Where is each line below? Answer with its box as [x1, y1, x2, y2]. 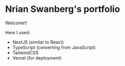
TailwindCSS [12, 50, 39, 56]
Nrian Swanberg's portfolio [5, 3, 120, 15]
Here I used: [5, 29, 30, 35]
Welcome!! [5, 20, 27, 26]
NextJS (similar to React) [12, 39, 64, 45]
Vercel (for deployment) [12, 55, 61, 61]
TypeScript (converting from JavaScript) [12, 44, 96, 50]
